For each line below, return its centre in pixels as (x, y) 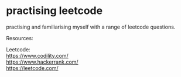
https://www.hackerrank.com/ (42, 62)
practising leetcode (54, 11)
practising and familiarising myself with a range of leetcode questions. (91, 27)
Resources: (20, 38)
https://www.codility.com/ (37, 55)
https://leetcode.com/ (32, 68)
